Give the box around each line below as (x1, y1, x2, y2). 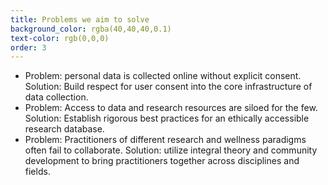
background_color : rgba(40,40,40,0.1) (10, 24, 172, 34)
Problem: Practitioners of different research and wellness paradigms (24, 134, 307, 146)
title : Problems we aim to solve (10, 14, 150, 25)
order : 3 (10, 42, 47, 53)
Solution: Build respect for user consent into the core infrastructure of (24, 81, 313, 93)
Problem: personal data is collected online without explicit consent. (24, 70, 302, 82)
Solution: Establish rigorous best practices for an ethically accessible (24, 112, 310, 125)
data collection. (24, 91, 89, 103)
